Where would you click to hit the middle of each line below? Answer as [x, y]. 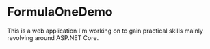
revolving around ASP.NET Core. [53, 37]
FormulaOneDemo [60, 12]
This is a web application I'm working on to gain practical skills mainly [105, 31]
